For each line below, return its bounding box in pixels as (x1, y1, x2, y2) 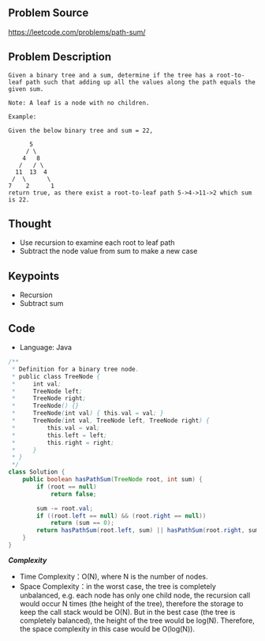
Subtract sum (19, 299, 64, 308)
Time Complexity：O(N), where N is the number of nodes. (19, 571, 208, 581)
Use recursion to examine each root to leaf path (19, 238, 175, 247)
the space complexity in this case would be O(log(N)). (19, 624, 196, 633)
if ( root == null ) (36, 482, 97, 491)
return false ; (50, 490, 97, 498)
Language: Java (19, 343, 73, 353)
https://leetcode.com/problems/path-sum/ (8, 27, 146, 36)
